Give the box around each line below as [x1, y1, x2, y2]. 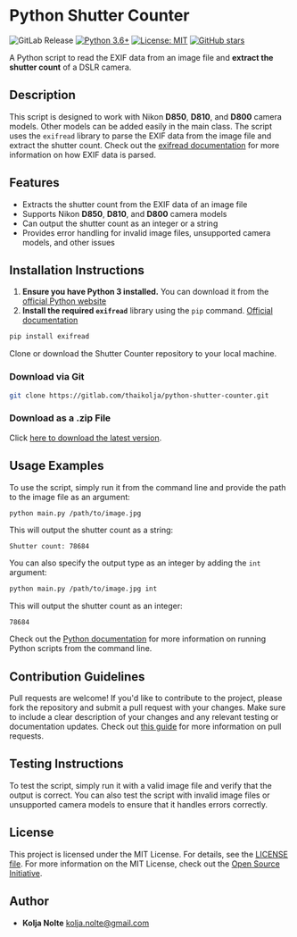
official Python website [21, 296, 107, 306]
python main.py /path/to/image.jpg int [9, 584, 158, 594]
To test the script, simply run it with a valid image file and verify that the [9, 780, 272, 791]
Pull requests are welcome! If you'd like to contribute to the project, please [9, 693, 283, 704]
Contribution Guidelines [9, 669, 145, 684]
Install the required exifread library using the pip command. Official [21, 305, 274, 316]
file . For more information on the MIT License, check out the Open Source [9, 858, 281, 869]
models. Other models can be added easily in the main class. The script [9, 121, 272, 131]
